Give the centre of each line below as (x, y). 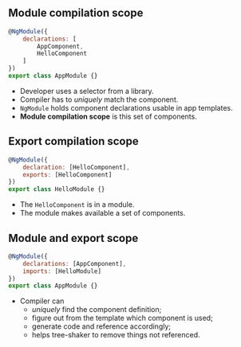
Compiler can (42, 301)
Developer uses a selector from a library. (87, 91)
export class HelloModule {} (57, 189)
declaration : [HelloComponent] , (76, 167)
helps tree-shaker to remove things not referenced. (116, 335)
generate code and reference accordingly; (101, 326)
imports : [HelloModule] (62, 271)
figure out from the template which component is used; (122, 318)
